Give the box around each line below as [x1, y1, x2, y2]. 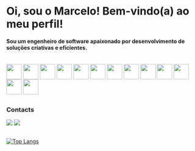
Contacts [6, 105, 35, 113]
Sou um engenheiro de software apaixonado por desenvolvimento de [6, 38, 185, 45]
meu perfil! [6, 17, 63, 31]
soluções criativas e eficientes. [6, 44, 88, 51]
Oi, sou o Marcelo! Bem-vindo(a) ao [6, 4, 190, 18]
